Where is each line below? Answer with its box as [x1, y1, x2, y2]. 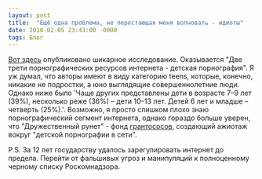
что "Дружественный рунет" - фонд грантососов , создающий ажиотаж [8, 122, 248, 131]
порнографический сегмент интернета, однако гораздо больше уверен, [8, 113, 251, 122]
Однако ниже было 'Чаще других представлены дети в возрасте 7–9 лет [8, 88, 253, 98]
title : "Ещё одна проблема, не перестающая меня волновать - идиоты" [8, 19, 244, 27]
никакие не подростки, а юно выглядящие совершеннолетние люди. [8, 80, 240, 89]
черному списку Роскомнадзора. [8, 162, 120, 171]
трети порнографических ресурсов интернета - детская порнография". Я [8, 64, 255, 73]
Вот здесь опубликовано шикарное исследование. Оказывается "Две [8, 55, 243, 64]
